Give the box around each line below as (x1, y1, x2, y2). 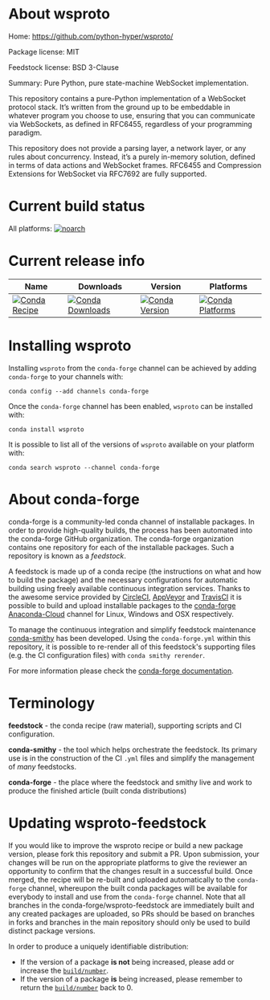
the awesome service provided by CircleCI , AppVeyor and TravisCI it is (8, 592, 243, 602)
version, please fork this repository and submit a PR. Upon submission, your (8, 849, 260, 859)
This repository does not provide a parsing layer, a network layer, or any (8, 143, 247, 153)
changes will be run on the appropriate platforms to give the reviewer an (8, 857, 247, 867)
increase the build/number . (19, 965, 109, 975)
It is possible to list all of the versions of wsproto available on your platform (8, 439, 255, 449)
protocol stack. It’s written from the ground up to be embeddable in (8, 102, 231, 112)
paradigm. (8, 128, 43, 137)
